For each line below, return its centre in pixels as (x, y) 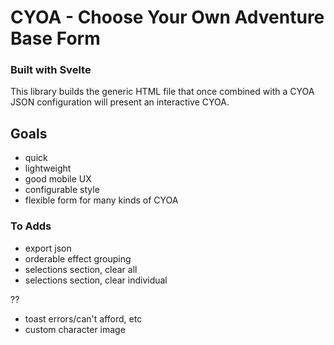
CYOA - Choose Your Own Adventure (167, 17)
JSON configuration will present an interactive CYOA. (120, 102)
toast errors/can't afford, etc (83, 318)
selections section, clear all (81, 269)
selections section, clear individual (96, 280)
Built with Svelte (51, 70)
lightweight (48, 168)
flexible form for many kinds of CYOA (101, 200)
